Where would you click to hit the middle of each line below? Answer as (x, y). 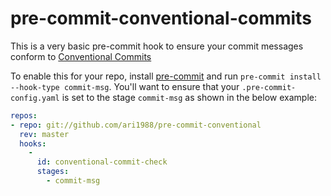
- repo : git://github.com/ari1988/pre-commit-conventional (136, 125)
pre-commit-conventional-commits (161, 18)
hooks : (33, 143)
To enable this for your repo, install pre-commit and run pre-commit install (166, 76)
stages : (53, 172)
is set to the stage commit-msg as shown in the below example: (189, 97)
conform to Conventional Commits (81, 56)
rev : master (44, 134)
